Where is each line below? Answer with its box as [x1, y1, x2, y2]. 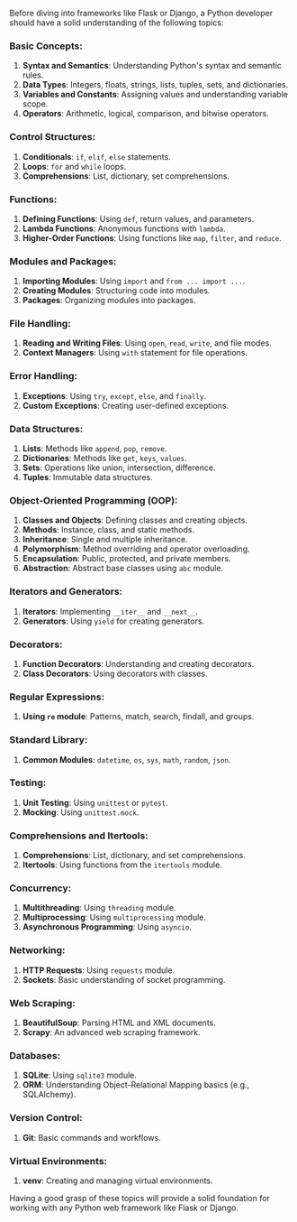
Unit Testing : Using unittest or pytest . [22, 797, 168, 808]
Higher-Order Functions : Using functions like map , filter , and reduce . [22, 232, 282, 243]
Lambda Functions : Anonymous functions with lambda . [22, 223, 227, 234]
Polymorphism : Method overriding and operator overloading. [22, 543, 250, 554]
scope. [22, 98, 49, 109]
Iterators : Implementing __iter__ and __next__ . [22, 606, 198, 616]
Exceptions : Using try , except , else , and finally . [22, 390, 207, 401]
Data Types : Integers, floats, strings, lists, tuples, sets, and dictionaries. [22, 79, 289, 90]
